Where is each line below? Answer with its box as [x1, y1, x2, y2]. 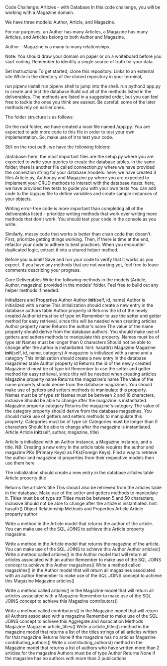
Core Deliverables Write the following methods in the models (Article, [5, 277, 147, 283]
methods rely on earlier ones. [5, 105, 66, 110]
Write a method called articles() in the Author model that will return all [5, 552, 148, 557]
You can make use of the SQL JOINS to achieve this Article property [5, 526, 145, 532]
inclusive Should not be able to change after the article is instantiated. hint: [5, 500, 158, 506]
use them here [5, 460, 35, 466]
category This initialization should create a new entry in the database [5, 355, 147, 361]
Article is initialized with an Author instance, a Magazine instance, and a [5, 439, 152, 444]
